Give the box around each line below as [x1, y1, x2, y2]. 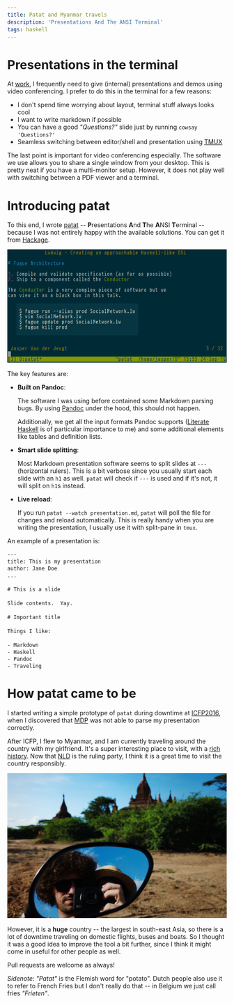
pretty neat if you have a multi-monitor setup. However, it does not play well [7, 166, 225, 174]
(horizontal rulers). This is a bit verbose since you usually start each [17, 467, 212, 475]
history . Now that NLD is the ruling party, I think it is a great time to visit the [7, 752, 222, 760]
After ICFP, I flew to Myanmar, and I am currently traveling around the [7, 737, 206, 745]
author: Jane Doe [7, 565, 58, 572]
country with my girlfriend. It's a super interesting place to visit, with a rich [7, 744, 221, 752]
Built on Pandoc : [17, 383, 66, 391]
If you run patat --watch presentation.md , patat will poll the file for [17, 508, 211, 517]
